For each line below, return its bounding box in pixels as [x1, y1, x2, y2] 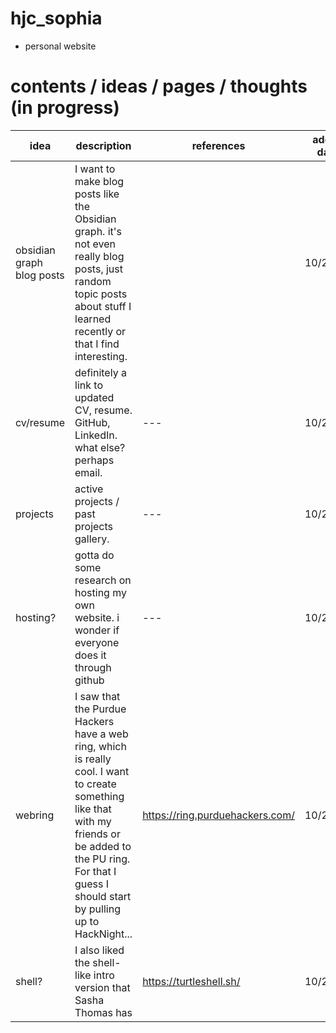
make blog [74, 174, 125, 188]
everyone [74, 635, 120, 649]
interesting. [74, 349, 128, 363]
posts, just [74, 262, 123, 276]
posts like [74, 187, 120, 201]
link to [74, 378, 103, 392]
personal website [24, 40, 97, 52]
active [74, 482, 104, 496]
